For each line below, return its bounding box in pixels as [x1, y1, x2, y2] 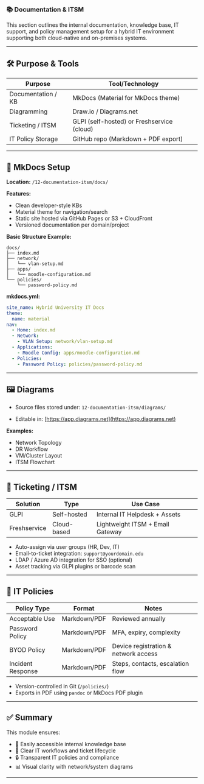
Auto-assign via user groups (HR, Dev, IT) [15, 543, 120, 551]
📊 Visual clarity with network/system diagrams [15, 763, 134, 770]
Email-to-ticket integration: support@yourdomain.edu [15, 550, 144, 557]
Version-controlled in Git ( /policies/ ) [15, 682, 109, 690]
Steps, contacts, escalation [112, 659, 189, 668]
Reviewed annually [112, 614, 166, 623]
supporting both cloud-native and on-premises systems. [6, 34, 148, 41]
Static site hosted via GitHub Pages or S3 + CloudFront [15, 214, 153, 222]
